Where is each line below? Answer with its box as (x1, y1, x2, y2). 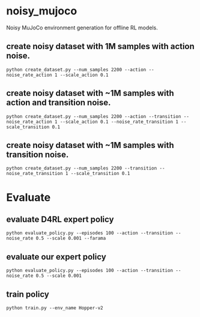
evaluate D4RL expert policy (6, 214, 114, 224)
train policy (6, 289, 50, 299)
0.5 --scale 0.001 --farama (35, 236, 106, 241)
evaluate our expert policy (6, 252, 106, 262)
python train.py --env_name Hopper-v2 (6, 305, 103, 311)
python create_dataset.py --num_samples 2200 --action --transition (6, 113, 181, 119)
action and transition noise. (6, 98, 111, 108)
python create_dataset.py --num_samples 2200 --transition (6, 165, 157, 171)
